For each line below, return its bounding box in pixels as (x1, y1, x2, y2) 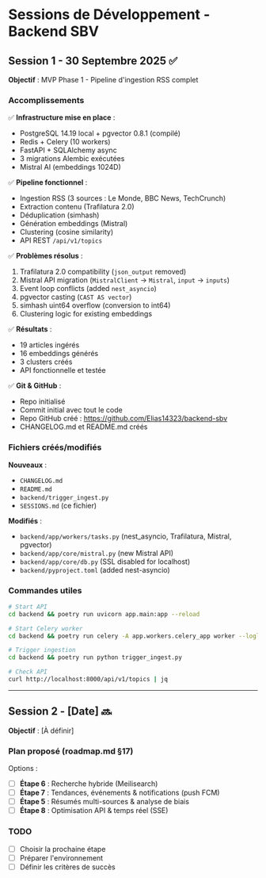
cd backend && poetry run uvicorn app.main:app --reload (8, 610, 200, 618)
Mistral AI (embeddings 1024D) (19, 163, 121, 172)
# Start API (8, 603, 47, 611)
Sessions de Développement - (8, 6, 211, 24)
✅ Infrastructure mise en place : (8, 113, 116, 122)
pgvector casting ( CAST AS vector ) (19, 292, 132, 302)
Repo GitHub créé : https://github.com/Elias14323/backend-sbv (19, 414, 228, 424)
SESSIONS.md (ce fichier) (19, 500, 97, 510)
